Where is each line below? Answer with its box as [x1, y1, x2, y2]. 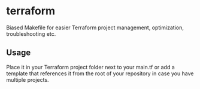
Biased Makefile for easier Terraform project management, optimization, [6, 24, 184, 31]
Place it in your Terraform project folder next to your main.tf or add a [6, 63, 175, 70]
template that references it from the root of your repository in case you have [6, 70, 194, 77]
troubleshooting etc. [6, 30, 56, 37]
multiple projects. [6, 76, 49, 83]
